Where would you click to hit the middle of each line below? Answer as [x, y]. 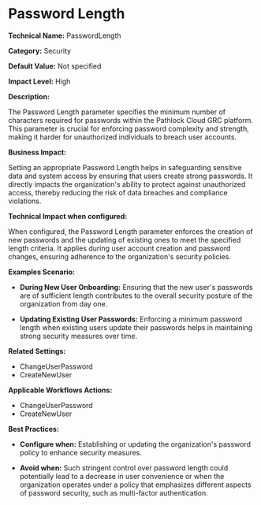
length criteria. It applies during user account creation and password [119, 248]
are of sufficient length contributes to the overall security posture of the [136, 295]
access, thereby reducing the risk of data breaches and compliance [118, 192]
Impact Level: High [39, 81]
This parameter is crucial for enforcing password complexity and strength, [129, 128]
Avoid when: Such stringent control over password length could [124, 468]
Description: [29, 96]
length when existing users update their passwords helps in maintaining [136, 327]
